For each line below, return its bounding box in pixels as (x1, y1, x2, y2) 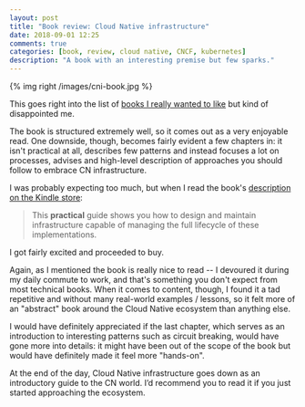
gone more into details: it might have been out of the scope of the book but (9, 340, 291, 351)
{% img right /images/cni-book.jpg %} (9, 81, 153, 91)
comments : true (9, 38, 67, 48)
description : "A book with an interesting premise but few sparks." (9, 56, 275, 65)
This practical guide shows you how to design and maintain (31, 210, 257, 220)
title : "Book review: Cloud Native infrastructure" (9, 22, 209, 31)
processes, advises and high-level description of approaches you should (9, 155, 283, 165)
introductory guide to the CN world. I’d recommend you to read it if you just (9, 378, 291, 388)
